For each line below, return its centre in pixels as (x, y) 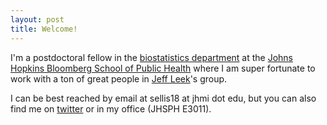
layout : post (37, 19)
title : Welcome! (44, 29)
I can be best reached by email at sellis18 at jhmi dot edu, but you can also (163, 98)
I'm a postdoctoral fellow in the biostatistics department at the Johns (152, 57)
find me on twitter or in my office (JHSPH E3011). (111, 108)
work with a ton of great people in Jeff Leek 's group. (119, 78)
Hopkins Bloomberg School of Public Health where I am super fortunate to (163, 68)
